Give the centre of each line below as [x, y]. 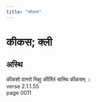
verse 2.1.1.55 [23, 86]
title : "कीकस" [24, 12]
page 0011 [19, 92]
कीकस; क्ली [29, 42]
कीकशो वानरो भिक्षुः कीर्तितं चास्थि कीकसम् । [48, 79]
